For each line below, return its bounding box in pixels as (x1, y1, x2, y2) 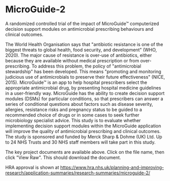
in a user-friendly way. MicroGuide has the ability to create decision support (5, 90, 165, 96)
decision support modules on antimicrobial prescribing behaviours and (5, 26, 154, 32)
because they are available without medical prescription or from (5, 57, 139, 63)
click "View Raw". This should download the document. (5, 154, 121, 161)
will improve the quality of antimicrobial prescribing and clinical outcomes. (5, 128, 161, 134)
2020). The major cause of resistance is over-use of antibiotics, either (5, 52, 152, 58)
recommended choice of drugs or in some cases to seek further (5, 111, 140, 118)
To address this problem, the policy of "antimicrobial (31, 63, 141, 69)
